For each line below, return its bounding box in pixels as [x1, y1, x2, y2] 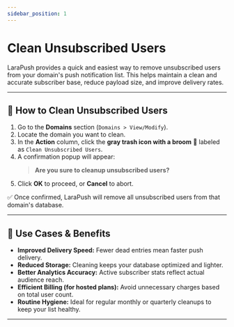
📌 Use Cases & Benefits [7, 228, 111, 239]
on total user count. [17, 290, 74, 299]
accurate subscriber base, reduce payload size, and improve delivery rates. [7, 78, 224, 86]
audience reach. [17, 276, 64, 284]
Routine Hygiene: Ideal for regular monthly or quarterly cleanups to [17, 298, 212, 306]
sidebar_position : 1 [7, 10, 68, 17]
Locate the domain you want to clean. [17, 130, 126, 139]
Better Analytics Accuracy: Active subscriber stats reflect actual [17, 269, 205, 277]
